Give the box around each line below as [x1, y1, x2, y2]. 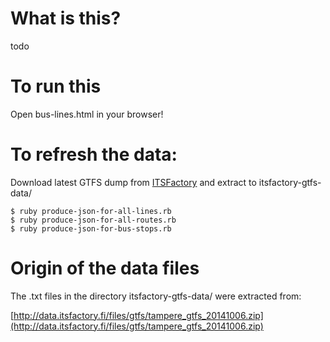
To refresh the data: [10, 143, 178, 166]
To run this [10, 75, 102, 98]
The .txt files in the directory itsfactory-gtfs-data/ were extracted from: [10, 290, 302, 302]
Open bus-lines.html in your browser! [10, 108, 164, 120]
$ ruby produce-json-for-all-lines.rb [10, 206, 172, 216]
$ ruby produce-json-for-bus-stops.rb [10, 223, 172, 234]
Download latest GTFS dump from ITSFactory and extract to [10, 176, 257, 188]
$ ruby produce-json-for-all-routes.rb [10, 215, 177, 225]
